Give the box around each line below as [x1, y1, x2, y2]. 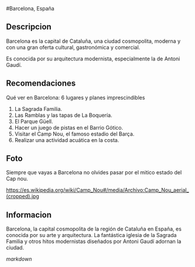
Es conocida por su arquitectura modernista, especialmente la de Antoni [6, 55, 180, 62]
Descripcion [6, 22, 52, 32]
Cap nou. [6, 175, 28, 182]
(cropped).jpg [6, 193, 39, 200]
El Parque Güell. [14, 117, 54, 125]
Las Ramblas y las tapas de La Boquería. [14, 111, 112, 119]
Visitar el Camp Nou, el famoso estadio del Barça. [14, 130, 135, 137]
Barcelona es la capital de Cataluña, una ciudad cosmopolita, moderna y [6, 38, 181, 45]
